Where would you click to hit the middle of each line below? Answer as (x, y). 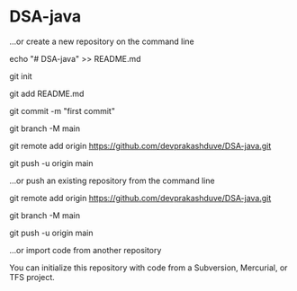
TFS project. (32, 277)
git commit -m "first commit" (62, 110)
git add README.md (47, 93)
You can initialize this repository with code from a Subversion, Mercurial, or (148, 268)
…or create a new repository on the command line (102, 41)
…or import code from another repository (85, 250)
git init (21, 76)
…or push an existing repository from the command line (112, 181)
